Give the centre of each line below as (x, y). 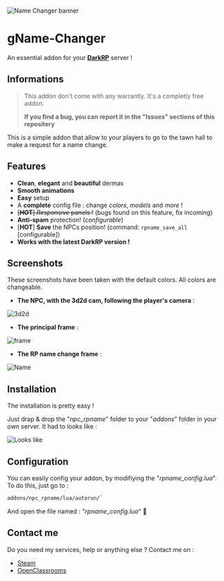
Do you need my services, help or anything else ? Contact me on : (101, 549)
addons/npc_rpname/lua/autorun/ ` (55, 498)
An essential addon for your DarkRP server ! (70, 57)
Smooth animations (45, 190)
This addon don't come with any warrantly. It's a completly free (114, 96)
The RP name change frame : (59, 354)
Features (27, 167)
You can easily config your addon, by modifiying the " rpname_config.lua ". (112, 478)
